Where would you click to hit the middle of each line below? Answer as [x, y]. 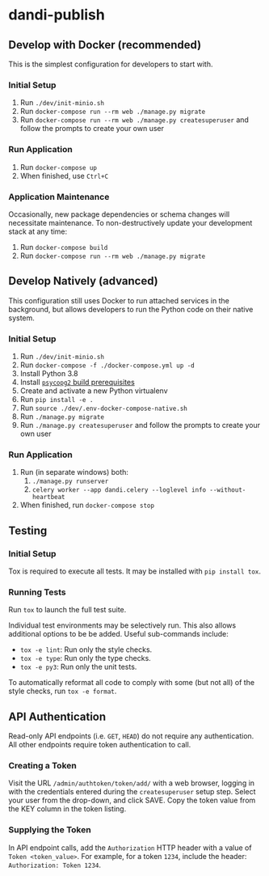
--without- [228, 490]
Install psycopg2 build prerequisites [77, 382]
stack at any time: [38, 231]
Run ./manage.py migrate [62, 417]
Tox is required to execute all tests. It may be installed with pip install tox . [134, 571]
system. [21, 318]
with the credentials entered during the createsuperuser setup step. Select [132, 792]
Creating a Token [42, 766]
